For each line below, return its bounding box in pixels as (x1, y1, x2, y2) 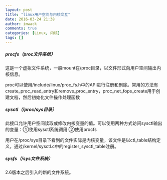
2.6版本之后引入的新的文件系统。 (5, 169, 74, 175)
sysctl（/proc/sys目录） (5, 106, 57, 112)
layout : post (5, 7, 33, 12)
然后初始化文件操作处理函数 (22, 94, 80, 100)
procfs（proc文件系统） (5, 51, 56, 57)
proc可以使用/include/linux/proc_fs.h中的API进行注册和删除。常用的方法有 (5, 81, 158, 87)
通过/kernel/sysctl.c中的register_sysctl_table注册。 (14, 143, 119, 149)
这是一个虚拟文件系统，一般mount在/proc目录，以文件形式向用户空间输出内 (5, 64, 161, 70)
